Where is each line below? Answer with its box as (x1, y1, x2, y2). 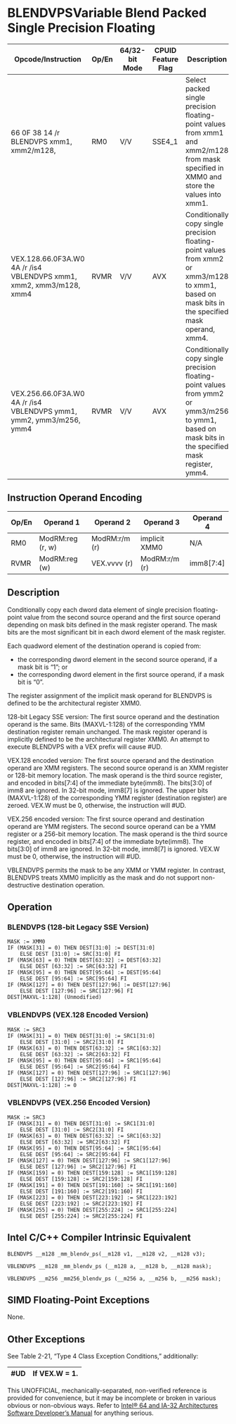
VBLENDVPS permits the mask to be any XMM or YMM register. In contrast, (7, 866, 226, 874)
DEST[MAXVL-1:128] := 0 (7, 1081, 77, 1088)
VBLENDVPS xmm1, (11, 271, 77, 281)
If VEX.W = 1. (32, 1369, 79, 1379)
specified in (185, 163, 224, 173)
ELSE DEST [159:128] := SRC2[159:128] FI (20, 1175, 143, 1182)
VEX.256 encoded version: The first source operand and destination (7, 814, 205, 823)
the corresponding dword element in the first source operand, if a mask (17, 670, 225, 678)
